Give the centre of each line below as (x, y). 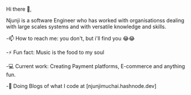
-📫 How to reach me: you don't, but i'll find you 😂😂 (71, 38)
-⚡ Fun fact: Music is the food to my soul (55, 52)
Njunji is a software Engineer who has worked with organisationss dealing (95, 20)
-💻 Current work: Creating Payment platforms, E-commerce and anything (95, 66)
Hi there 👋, (19, 9)
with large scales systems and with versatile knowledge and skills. (86, 27)
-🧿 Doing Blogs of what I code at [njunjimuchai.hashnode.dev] (81, 86)
